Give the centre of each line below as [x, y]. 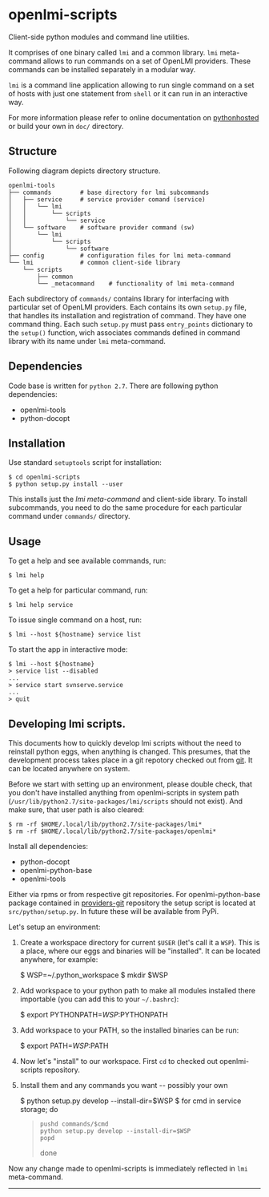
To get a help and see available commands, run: [87, 561]
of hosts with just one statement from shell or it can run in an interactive [128, 93]
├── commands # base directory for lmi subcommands [109, 192]
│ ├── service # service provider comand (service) [107, 199]
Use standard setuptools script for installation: [85, 463]
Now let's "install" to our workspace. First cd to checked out [118, 1061]
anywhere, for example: [59, 959]
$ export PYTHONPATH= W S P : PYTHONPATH [94, 1015]
